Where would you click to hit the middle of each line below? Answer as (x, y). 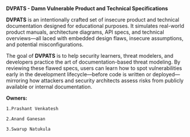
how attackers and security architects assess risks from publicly (106, 80)
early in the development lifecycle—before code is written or (79, 74)
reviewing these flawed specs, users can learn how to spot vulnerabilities (94, 68)
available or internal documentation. (49, 87)
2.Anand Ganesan (26, 119)
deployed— (166, 74)
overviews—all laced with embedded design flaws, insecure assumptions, (95, 38)
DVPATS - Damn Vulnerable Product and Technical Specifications (87, 8)
